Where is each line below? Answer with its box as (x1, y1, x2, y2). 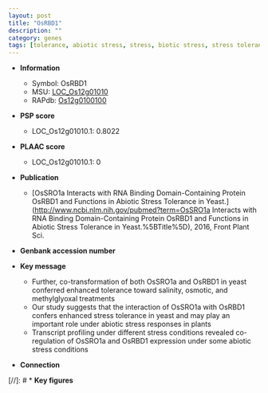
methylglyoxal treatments (31, 294, 116, 304)
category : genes (8, 33, 62, 42)
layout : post (8, 11, 52, 20)
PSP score (19, 111, 55, 120)
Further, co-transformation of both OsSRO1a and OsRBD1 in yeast (31, 277, 247, 287)
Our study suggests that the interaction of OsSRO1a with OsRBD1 (31, 302, 246, 312)
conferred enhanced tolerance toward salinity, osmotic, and (31, 285, 229, 295)
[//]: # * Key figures (8, 375, 73, 385)
